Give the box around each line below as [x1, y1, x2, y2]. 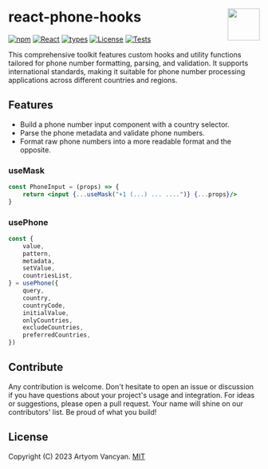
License [8, 431, 49, 444]
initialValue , [22, 309, 69, 317]
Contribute [8, 361, 64, 374]
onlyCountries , [22, 316, 73, 325]
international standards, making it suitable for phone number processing [8, 66, 246, 76]
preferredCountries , [22, 331, 91, 339]
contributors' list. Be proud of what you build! [8, 407, 157, 416]
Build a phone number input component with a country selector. [19, 120, 230, 129]
